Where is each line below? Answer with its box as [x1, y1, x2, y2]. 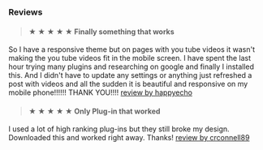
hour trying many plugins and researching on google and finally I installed [8, 62, 254, 71]
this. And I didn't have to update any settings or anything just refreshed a [8, 71, 252, 80]
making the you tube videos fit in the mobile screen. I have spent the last [8, 54, 252, 63]
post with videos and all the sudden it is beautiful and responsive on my [8, 79, 248, 89]
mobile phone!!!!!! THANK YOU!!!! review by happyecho [8, 88, 193, 97]
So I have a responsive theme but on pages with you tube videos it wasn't [8, 45, 256, 54]
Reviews [8, 6, 43, 18]
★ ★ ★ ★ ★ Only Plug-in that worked [28, 106, 161, 116]
